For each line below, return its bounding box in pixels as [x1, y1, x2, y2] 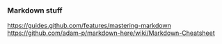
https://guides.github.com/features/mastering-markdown [7, 22, 172, 30]
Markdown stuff [7, 6, 63, 15]
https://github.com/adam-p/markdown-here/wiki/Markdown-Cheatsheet [7, 29, 216, 37]
